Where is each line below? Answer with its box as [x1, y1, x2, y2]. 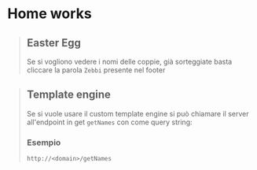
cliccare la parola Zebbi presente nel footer [26, 65, 166, 75]
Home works [7, 5, 92, 23]
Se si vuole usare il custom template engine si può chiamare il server [26, 109, 249, 118]
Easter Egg [26, 36, 82, 50]
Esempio [26, 137, 61, 148]
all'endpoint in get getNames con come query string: [26, 117, 193, 127]
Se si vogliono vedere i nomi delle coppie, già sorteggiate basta [26, 57, 233, 66]
